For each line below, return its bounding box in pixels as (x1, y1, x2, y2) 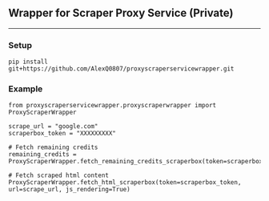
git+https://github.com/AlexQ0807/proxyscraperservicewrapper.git (8, 65, 235, 73)
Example (8, 83, 43, 94)
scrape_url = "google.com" (8, 123, 98, 131)
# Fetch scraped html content (8, 171, 110, 179)
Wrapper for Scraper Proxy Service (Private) (8, 6, 234, 20)
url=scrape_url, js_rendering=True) (8, 186, 130, 194)
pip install (8, 58, 48, 66)
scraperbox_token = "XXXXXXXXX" (8, 130, 116, 138)
